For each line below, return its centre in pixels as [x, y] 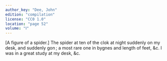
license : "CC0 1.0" [26, 19]
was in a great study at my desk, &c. [43, 53]
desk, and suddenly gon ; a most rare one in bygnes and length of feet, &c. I [83, 48]
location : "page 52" [27, 24]
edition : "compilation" [30, 14]
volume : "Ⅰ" [17, 28]
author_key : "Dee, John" [31, 10]
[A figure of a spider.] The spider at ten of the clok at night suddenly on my [83, 42]
